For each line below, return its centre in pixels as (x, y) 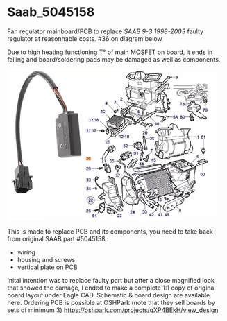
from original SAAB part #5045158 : (58, 238)
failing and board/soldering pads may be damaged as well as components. (114, 59)
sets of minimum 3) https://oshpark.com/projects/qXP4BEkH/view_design (113, 310)
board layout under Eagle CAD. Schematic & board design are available (109, 295)
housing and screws (46, 259)
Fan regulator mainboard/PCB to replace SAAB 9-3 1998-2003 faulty (105, 31)
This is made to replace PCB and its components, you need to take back (110, 231)
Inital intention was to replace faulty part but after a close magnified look (111, 280)
